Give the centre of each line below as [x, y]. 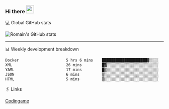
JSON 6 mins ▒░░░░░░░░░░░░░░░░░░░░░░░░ [82, 74]
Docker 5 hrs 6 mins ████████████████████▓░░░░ [82, 61]
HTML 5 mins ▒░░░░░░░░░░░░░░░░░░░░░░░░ [82, 79]
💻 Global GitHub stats [28, 23]
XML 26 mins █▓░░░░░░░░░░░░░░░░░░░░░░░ [82, 65]
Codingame [17, 100]
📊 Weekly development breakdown [42, 49]
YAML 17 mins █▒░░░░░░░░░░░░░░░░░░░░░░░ [82, 70]
